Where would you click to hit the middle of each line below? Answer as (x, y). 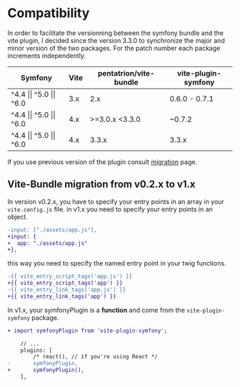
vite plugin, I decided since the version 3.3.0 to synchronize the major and (116, 40)
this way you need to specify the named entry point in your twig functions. (117, 263)
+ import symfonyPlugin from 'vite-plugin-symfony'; (87, 331)
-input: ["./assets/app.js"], (52, 230)
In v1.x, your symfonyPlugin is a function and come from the (96, 310)
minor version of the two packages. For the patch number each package (114, 48)
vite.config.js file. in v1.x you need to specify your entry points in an (110, 209)
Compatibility (49, 13)
